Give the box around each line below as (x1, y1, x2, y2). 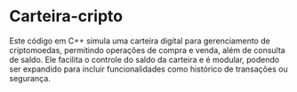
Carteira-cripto (9, 6, 123, 27)
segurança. (9, 73, 51, 83)
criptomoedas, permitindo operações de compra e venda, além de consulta (9, 44, 286, 55)
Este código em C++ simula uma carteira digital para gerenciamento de (9, 35, 271, 46)
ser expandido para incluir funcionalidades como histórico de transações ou (9, 64, 288, 74)
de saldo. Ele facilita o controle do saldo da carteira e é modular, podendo (9, 54, 280, 65)
